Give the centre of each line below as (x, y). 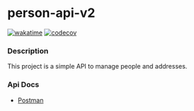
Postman (30, 100)
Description (28, 51)
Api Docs (23, 85)
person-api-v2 (51, 13)
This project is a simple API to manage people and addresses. (97, 66)
